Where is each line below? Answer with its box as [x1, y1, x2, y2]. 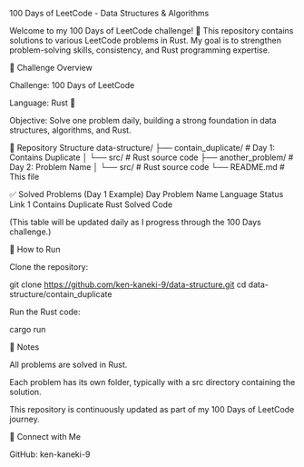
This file [9, 172, 40, 182]
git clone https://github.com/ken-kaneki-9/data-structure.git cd [9, 279, 247, 290]
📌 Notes [9, 342, 40, 353]
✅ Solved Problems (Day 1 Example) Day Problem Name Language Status [9, 189, 284, 199]
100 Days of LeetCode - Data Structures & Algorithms [9, 8, 210, 18]
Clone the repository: [9, 262, 89, 272]
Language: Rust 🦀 [9, 97, 75, 108]
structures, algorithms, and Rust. [9, 124, 132, 135]
